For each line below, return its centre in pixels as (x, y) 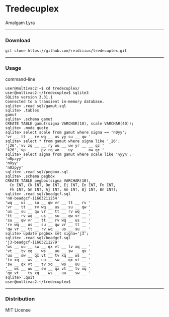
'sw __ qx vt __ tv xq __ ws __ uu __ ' (48, 264)
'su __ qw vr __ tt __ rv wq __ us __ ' (48, 220)
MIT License (18, 310)
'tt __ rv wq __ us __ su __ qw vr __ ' (48, 216)
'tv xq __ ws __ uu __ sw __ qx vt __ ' (48, 260)
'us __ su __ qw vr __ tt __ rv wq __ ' (48, 212)
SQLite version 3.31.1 (29, 97)
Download (18, 40)
